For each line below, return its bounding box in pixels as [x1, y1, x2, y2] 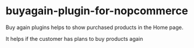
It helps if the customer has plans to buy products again [5, 35, 143, 42]
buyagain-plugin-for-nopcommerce [5, 4, 189, 18]
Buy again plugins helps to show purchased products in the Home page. [5, 24, 184, 31]
